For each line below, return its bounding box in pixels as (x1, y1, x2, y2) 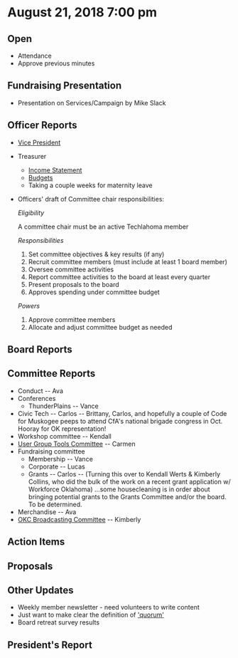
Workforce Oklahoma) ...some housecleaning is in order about (28, 485, 211, 493)
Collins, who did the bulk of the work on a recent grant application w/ (28, 477, 231, 486)
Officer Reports (7, 119, 77, 132)
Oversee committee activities (28, 265, 114, 273)
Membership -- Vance (28, 454, 94, 463)
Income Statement (28, 165, 82, 174)
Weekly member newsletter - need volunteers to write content (17, 603, 200, 612)
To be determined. (28, 500, 83, 508)
